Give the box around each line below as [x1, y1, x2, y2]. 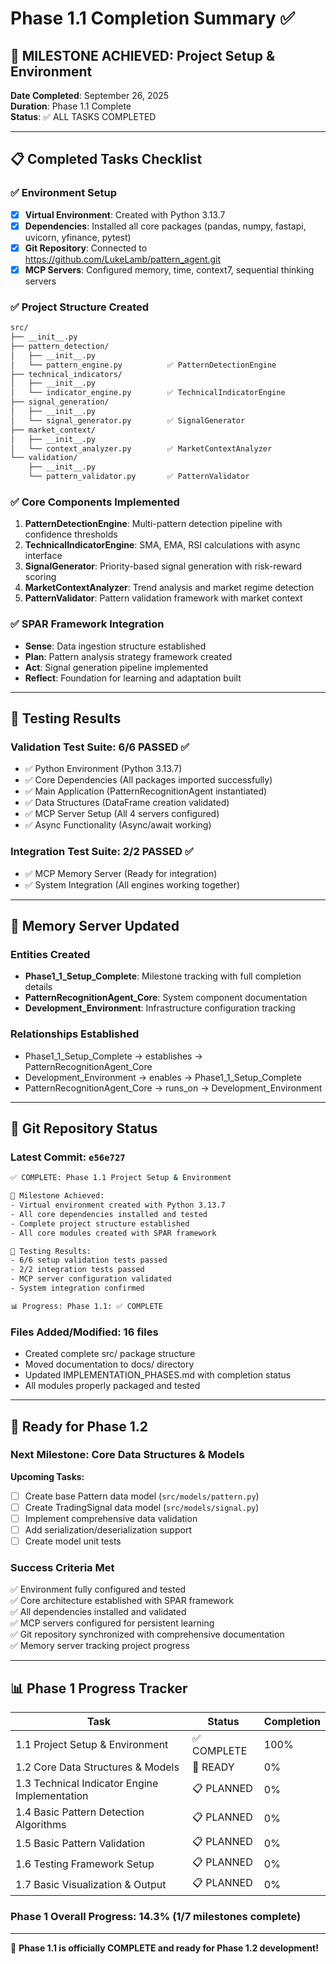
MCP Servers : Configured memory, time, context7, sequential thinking [24, 263, 315, 276]
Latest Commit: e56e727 [10, 1150, 126, 1164]
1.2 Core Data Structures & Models [15, 1760, 180, 1774]
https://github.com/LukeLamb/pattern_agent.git [24, 253, 222, 265]
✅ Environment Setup [10, 186, 117, 200]
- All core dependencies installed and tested [10, 1209, 208, 1219]
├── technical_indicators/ [10, 369, 123, 379]
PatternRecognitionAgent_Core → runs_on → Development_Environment [24, 1082, 323, 1094]
